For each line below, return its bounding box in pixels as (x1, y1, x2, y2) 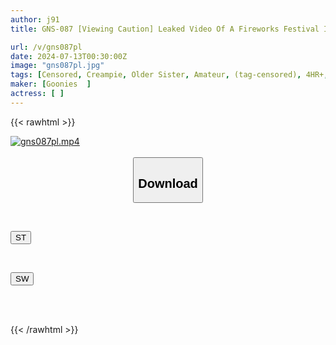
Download (138, 176, 198, 191)
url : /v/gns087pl (10, 42, 83, 52)
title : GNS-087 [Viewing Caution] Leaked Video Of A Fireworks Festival (10, 24, 320, 34)
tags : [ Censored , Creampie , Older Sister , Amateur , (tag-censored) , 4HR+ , (10, 70, 329, 80)
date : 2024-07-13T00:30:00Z (10, 51, 128, 61)
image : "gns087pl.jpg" (10, 61, 105, 71)
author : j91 (10, 14, 60, 25)
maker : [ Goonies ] (10, 79, 92, 90)
